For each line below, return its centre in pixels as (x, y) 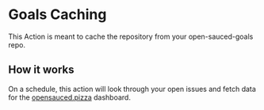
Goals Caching (57, 15)
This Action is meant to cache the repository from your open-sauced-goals (131, 36)
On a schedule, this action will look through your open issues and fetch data (132, 89)
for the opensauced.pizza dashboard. (69, 97)
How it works (41, 70)
